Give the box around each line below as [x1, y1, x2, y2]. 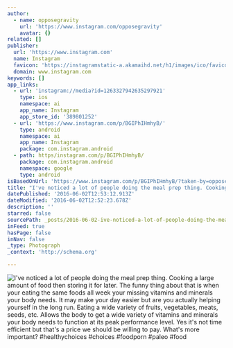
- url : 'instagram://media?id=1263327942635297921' [13, 87, 166, 94]
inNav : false [7, 236, 45, 243]
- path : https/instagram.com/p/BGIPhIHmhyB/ [13, 152, 144, 159]
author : [7, 10, 30, 17]
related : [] [7, 36, 42, 43]
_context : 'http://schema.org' [7, 249, 98, 256]
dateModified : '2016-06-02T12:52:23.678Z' [7, 197, 132, 205]
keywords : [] [7, 74, 45, 82]
